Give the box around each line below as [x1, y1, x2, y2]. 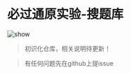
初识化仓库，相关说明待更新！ [24, 44, 111, 52]
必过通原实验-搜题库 [7, 6, 124, 22]
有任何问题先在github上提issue [24, 59, 114, 67]
